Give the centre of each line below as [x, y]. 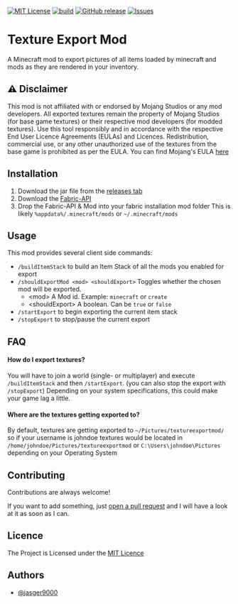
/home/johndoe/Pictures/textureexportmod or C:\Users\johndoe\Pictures [114, 445]
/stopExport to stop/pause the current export [84, 319]
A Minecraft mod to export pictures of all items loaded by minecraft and [112, 59]
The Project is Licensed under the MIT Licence [76, 553]
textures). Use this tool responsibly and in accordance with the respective [115, 128]
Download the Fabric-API [54, 198]
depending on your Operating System [63, 453]
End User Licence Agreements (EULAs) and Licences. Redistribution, [108, 136]
